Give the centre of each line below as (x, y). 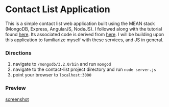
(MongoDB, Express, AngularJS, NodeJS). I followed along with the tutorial (84, 29)
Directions (18, 53)
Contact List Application (58, 9)
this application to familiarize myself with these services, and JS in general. (84, 40)
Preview (16, 88)
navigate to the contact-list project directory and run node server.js (84, 69)
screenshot (17, 99)
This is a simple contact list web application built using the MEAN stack (80, 23)
